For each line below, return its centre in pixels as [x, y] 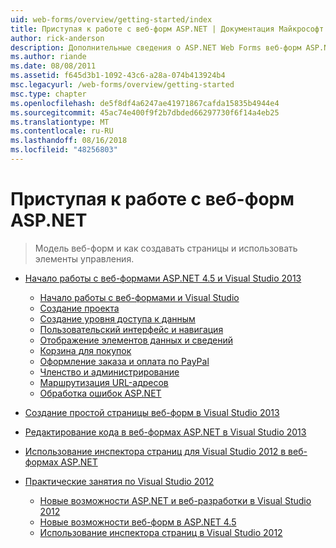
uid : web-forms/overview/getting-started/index [111, 19]
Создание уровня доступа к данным [117, 318]
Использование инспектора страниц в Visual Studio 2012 [161, 532]
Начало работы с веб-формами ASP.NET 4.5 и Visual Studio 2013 [163, 278]
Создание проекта [79, 308]
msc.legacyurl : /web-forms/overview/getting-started [122, 85]
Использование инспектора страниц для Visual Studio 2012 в [155, 451]
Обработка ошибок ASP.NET [100, 393]
